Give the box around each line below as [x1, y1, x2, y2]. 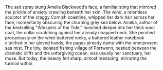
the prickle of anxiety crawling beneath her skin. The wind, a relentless [5, 9, 147, 15]
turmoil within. [5, 60, 34, 66]
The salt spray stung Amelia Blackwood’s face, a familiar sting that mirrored [5, 4, 157, 10]
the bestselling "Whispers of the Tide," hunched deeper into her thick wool [5, 25, 155, 30]
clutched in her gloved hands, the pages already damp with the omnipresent [5, 40, 158, 45]
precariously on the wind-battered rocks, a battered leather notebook [5, 35, 145, 41]
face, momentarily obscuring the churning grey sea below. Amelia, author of [5, 19, 158, 25]
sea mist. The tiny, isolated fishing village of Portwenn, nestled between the [5, 45, 157, 51]
